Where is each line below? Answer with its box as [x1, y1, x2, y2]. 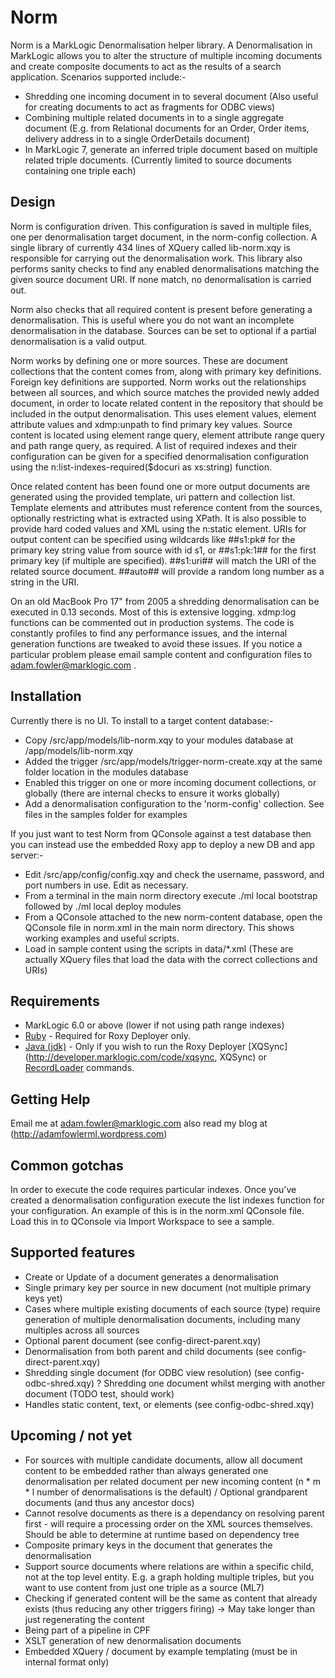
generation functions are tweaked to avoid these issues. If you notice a [10, 637, 303, 650]
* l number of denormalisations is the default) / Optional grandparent [24, 1486, 308, 1498]
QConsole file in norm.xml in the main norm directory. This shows [24, 921, 295, 933]
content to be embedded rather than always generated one [24, 1464, 269, 1476]
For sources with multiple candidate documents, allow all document [24, 1454, 303, 1466]
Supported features [10, 1244, 136, 1261]
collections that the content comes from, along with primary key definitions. [10, 365, 322, 377]
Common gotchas [10, 1157, 124, 1174]
